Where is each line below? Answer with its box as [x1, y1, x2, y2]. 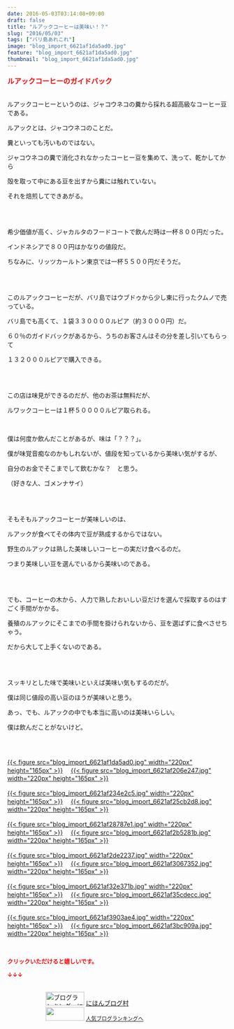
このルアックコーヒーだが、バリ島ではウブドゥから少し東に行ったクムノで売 [7, 293, 227, 301]
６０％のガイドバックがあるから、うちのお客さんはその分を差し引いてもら [7, 332, 221, 340]
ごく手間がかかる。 [7, 604, 63, 612]
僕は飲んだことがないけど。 [7, 723, 87, 731]
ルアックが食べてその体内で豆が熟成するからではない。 [7, 530, 166, 538]
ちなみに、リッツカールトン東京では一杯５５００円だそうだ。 [7, 257, 185, 266]
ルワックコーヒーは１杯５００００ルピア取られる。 [7, 406, 154, 414]
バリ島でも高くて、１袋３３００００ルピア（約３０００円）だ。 [7, 316, 191, 325]
